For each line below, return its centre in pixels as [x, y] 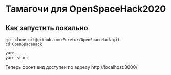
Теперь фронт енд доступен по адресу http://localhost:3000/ [71, 67]
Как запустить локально [47, 28]
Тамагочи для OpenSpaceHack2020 [86, 9]
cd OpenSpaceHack [24, 44]
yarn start [17, 58]
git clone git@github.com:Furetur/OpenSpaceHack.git [63, 40]
